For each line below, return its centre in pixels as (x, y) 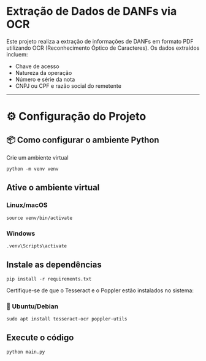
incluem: (17, 54)
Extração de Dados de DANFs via (92, 11)
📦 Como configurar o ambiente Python (83, 140)
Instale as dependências (54, 265)
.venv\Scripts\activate (37, 246)
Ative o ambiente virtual (53, 188)
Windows (21, 233)
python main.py (26, 352)
